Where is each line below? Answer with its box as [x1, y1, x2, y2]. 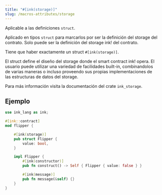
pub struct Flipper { [14, 136, 57, 141]
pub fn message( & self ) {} [22, 177, 75, 181]
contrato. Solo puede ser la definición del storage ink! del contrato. [5, 39, 139, 45]
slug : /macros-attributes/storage [5, 12, 75, 16]
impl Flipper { [14, 154, 45, 159]
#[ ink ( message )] [22, 172, 55, 177]
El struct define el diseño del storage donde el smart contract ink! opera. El [5, 58, 155, 64]
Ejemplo [5, 97, 30, 105]
